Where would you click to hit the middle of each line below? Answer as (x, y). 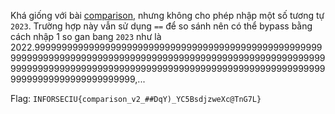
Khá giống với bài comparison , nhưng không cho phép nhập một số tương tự (167, 15)
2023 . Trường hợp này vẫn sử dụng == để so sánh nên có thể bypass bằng (161, 26)
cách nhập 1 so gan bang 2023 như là (86, 36)
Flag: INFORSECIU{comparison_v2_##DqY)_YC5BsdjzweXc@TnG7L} (136, 98)
